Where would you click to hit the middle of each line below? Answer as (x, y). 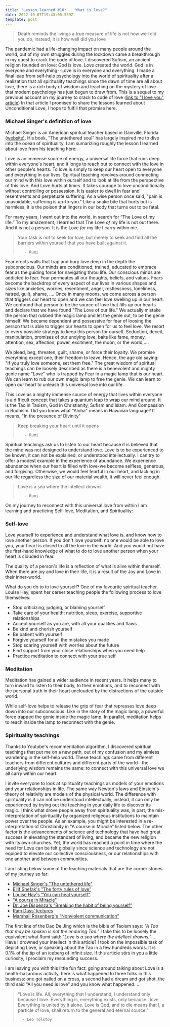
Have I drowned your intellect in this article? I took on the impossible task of (84, 942)
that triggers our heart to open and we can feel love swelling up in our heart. (85, 299)
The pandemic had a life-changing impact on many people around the (78, 49)
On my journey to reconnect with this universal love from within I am (76, 505)
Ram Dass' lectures (33, 910)
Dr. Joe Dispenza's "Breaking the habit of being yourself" (72, 905)
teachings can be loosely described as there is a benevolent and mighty (80, 368)
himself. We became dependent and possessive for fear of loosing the (78, 321)
